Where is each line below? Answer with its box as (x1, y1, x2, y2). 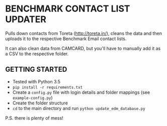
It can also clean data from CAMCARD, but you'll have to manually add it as (5, 45, 161, 51)
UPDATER (5, 14, 47, 25)
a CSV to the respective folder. (5, 51, 69, 57)
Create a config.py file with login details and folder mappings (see (12, 89, 150, 95)
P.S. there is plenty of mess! (5, 115, 64, 121)
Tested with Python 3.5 (12, 78, 61, 84)
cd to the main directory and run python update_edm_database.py (12, 105, 145, 111)
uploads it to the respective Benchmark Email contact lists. (5, 36, 127, 42)
